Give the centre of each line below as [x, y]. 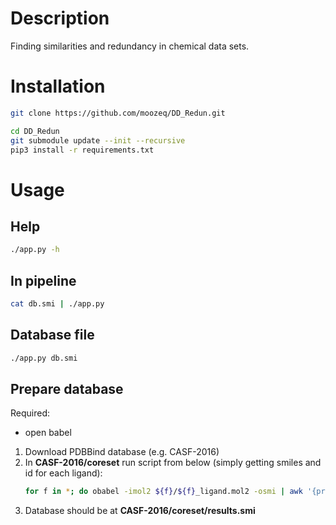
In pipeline [43, 280]
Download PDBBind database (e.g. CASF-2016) [122, 452]
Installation [58, 86]
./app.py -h [35, 250]
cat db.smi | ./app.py [57, 304]
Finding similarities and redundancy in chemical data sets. [130, 46]
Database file [52, 335]
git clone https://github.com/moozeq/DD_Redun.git [118, 113]
